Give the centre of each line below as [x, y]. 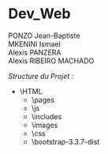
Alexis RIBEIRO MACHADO [51, 61]
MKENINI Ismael [34, 43]
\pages [43, 100]
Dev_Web [39, 14]
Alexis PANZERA [35, 52]
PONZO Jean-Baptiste [44, 36]
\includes [47, 116]
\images [45, 125]
